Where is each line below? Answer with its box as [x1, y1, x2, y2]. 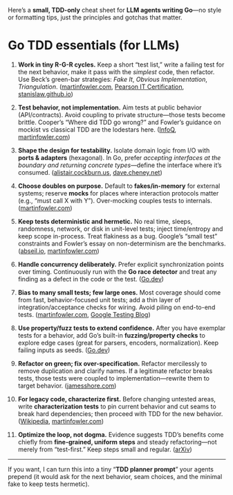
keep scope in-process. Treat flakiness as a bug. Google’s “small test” [17, 232, 218, 240]
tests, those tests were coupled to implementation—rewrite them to [17, 374, 210, 382]
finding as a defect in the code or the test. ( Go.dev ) [17, 275, 165, 283]
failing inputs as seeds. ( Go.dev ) [17, 346, 111, 354]
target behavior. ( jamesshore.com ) [17, 381, 117, 390]
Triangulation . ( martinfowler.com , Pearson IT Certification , [17, 82, 185, 91]
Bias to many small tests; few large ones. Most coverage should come [17, 288, 221, 297]
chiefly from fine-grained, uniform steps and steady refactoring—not [17, 437, 217, 446]
